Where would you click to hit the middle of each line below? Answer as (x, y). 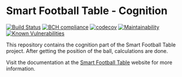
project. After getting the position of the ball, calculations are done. (87, 51)
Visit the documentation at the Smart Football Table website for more (89, 62)
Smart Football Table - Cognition (87, 11)
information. (21, 68)
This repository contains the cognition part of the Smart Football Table (91, 45)
